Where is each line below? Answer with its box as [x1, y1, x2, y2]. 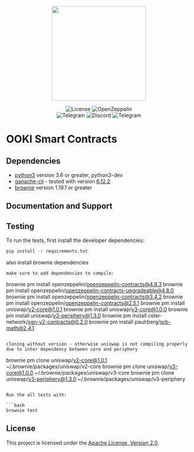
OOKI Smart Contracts [6, 133, 118, 146]
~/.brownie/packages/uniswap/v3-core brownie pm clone [34, 369, 175, 376]
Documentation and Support [6, 201, 113, 211]
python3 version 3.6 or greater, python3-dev [14, 172, 123, 178]
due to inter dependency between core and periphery [6, 346, 138, 352]
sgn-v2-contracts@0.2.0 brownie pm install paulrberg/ [28, 319, 160, 326]
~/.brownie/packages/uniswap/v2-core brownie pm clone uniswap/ [6, 363, 169, 370]
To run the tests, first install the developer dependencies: [6, 237, 145, 244]
